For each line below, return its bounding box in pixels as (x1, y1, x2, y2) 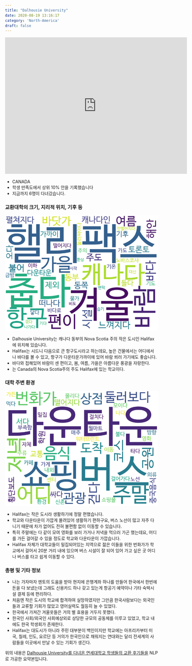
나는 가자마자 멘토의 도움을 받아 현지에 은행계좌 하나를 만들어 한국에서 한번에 (12, 579, 158, 585)
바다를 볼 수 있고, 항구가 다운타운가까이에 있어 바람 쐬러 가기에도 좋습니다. (17, 354, 157, 360)
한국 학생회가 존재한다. (21, 621, 64, 627)
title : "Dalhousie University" (5, 8, 68, 13)
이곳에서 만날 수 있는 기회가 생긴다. (25, 640, 91, 646)
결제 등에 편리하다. (17, 591, 52, 597)
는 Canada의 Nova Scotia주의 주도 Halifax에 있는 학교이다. (12, 366, 125, 372)
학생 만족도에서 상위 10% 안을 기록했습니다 (12, 184, 94, 190)
